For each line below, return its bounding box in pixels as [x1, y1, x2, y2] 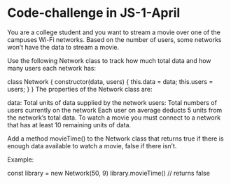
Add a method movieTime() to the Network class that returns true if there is [7, 134, 224, 143]
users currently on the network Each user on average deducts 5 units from [7, 106, 223, 114]
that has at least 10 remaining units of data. [7, 120, 132, 129]
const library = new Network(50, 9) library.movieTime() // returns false [7, 169, 210, 177]
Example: [7, 155, 34, 164]
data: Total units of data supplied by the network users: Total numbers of [7, 98, 217, 106]
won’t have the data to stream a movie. [7, 43, 120, 51]
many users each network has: [7, 64, 97, 72]
